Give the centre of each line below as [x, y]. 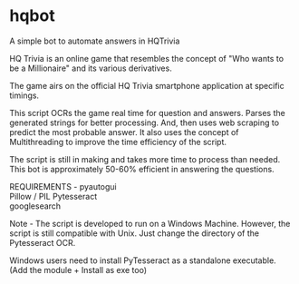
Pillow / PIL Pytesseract [53, 196]
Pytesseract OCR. [43, 242]
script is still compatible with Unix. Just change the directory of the [135, 233]
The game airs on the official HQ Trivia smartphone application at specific [147, 85]
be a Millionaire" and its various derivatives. [91, 68]
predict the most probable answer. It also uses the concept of [124, 132]
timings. [24, 95]
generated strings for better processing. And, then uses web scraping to [144, 122]
